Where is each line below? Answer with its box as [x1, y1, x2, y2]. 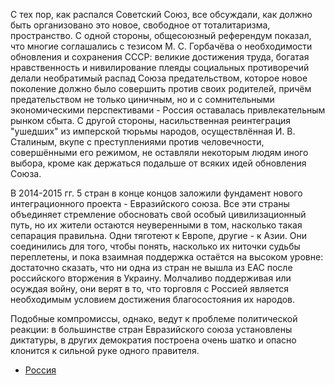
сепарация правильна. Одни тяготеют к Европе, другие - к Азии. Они [10, 230, 307, 241]
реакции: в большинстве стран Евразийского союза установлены [10, 324, 293, 335]
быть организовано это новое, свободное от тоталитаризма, [10, 19, 271, 31]
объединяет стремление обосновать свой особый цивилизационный [10, 209, 307, 220]
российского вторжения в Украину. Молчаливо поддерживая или [10, 272, 292, 284]
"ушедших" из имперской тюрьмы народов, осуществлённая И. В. [10, 125, 296, 137]
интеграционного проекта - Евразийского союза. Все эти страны [10, 198, 290, 209]
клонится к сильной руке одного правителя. [10, 345, 200, 356]
